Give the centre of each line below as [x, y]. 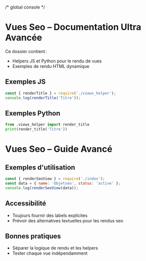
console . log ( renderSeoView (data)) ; [42, 188]
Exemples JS [25, 82]
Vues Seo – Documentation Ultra [73, 27]
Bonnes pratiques [33, 236]
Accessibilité [25, 203]
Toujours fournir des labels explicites [50, 215]
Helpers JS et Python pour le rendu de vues [57, 61]
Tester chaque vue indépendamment [50, 253]
